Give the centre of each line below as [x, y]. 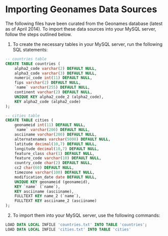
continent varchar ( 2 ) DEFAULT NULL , [54, 92]
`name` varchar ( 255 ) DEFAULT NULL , [52, 88]
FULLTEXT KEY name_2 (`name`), [48, 196]
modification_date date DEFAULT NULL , [56, 177]
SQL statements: [30, 49]
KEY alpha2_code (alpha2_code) [48, 101]
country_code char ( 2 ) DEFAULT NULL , [54, 163]
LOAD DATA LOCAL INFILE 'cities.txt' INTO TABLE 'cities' [68, 229]
